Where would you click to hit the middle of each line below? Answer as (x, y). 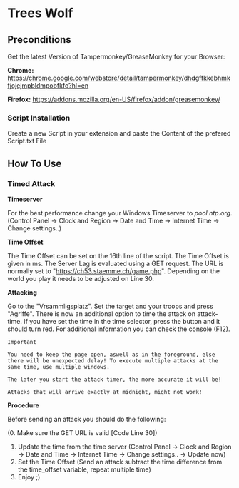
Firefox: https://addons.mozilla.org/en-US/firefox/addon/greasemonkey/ (114, 99)
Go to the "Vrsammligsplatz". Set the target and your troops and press (111, 306)
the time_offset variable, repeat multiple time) (84, 469)
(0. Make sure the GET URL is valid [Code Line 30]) (82, 432)
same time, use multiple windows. (59, 367)
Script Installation (39, 118)
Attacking (22, 292)
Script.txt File (27, 141)
